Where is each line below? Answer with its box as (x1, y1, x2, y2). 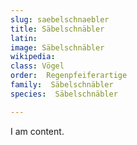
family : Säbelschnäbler (10, 80, 114, 90)
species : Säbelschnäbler (10, 89, 118, 99)
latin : (10, 33, 38, 43)
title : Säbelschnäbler (10, 24, 105, 34)
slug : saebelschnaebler (10, 14, 110, 25)
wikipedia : (10, 52, 56, 62)
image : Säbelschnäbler (10, 42, 105, 53)
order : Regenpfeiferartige (10, 71, 128, 81)
